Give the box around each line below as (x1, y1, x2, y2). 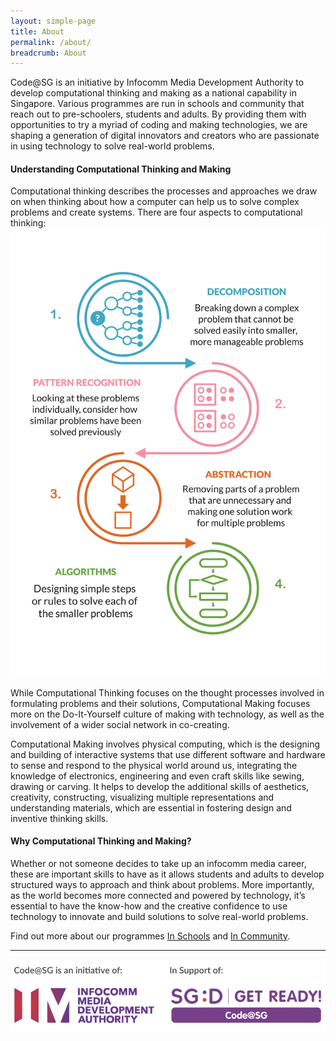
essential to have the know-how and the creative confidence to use (10, 900, 288, 912)
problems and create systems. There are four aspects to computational (10, 206, 303, 219)
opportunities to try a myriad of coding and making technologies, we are (10, 119, 308, 131)
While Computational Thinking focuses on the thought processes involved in (10, 686, 325, 699)
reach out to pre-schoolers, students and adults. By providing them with (10, 108, 307, 120)
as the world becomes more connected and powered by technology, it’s (10, 889, 306, 901)
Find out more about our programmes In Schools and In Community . (10, 930, 291, 942)
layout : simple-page (10, 16, 97, 26)
